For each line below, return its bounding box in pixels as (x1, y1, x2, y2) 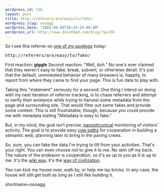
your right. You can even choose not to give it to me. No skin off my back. (5, 147, 153, 153)
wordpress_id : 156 (5, 7, 43, 12)
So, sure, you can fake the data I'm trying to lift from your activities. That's (5, 142, 155, 148)
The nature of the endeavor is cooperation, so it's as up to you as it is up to (5, 152, 157, 158)
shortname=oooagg (5, 181, 46, 187)
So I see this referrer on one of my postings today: (5, 43, 107, 49)
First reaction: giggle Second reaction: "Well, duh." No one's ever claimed (5, 62, 154, 67)
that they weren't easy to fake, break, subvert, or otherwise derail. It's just (5, 67, 154, 73)
